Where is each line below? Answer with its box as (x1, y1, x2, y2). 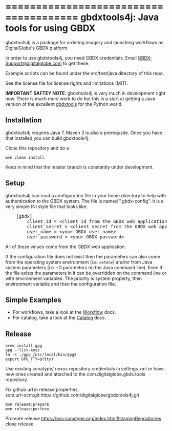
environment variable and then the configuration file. (5, 280, 116, 287)
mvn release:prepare (5, 402, 50, 407)
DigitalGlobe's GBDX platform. (5, 45, 69, 51)
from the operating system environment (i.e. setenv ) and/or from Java (5, 259, 153, 265)
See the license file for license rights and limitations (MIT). (5, 80, 128, 86)
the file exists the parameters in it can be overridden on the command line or (5, 270, 167, 276)
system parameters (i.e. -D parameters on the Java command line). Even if (5, 264, 163, 270)
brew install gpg (5, 343, 42, 348)
